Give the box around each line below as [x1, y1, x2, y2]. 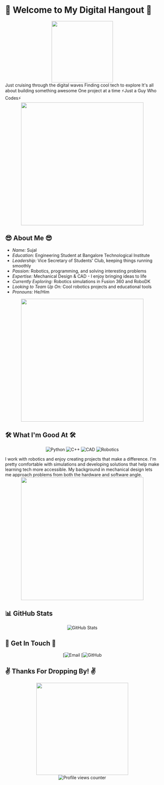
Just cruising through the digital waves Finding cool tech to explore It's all [5, 82, 154, 88]
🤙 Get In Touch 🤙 [5, 639, 56, 647]
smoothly [12, 262, 31, 268]
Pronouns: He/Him [12, 289, 50, 294]
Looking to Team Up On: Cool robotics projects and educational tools [12, 284, 152, 290]
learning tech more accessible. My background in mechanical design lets [5, 466, 153, 472]
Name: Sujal [12, 247, 37, 253]
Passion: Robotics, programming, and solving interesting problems [12, 268, 147, 274]
